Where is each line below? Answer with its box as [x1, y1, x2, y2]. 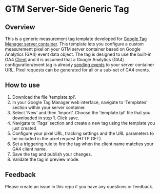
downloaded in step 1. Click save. [12, 115, 80, 121]
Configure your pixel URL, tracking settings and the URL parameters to [12, 130, 154, 136]
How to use [5, 81, 40, 89]
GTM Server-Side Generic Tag [5, 3, 129, 15]
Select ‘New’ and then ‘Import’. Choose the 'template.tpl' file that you [12, 109, 151, 115]
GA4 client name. [12, 146, 47, 152]
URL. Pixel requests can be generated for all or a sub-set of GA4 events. [5, 67, 150, 73]
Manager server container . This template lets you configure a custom [5, 41, 144, 47]
